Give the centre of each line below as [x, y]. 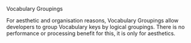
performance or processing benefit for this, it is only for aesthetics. [91, 33]
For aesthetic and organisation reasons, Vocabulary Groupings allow [92, 20]
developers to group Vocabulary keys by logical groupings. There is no [95, 27]
